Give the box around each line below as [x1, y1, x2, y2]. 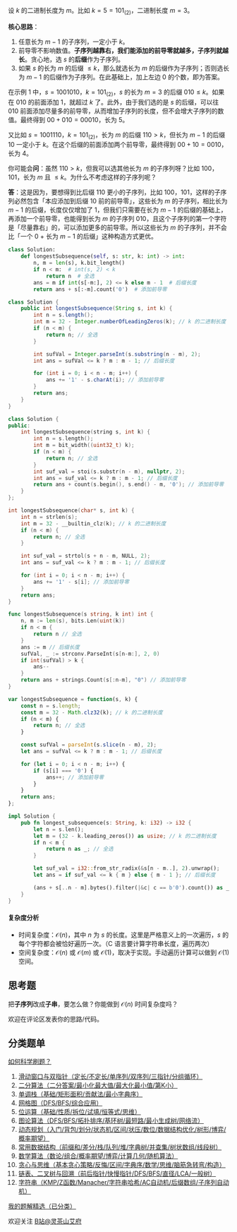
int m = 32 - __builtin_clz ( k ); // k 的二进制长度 [20, 520, 166, 527]
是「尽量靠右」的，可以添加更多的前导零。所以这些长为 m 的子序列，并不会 [8, 223, 228, 232]
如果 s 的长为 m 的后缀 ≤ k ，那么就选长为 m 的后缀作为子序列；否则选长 [18, 64, 230, 72]
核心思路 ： [8, 22, 39, 30]
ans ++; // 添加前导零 [45, 774, 104, 781]
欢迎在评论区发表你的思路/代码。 [8, 1015, 104, 1023]
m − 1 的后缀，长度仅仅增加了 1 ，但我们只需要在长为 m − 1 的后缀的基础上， [8, 205, 227, 214]
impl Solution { [8, 813, 56, 820]
